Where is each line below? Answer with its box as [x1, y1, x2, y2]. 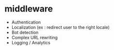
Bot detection [11, 29, 39, 35]
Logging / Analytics [11, 39, 51, 45]
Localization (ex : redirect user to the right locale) [11, 24, 110, 30]
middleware [4, 3, 53, 14]
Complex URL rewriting [11, 35, 58, 40]
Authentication [11, 19, 41, 25]
